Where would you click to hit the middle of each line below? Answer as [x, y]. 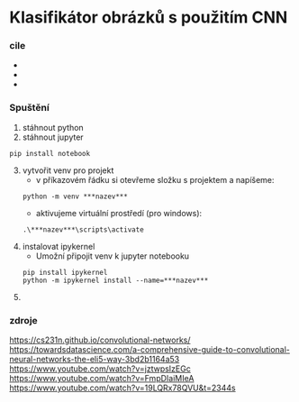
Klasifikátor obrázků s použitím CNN [149, 18]
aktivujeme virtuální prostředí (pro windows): [119, 213]
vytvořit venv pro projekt [68, 170]
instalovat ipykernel [59, 246]
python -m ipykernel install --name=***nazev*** [115, 280]
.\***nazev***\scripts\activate [83, 229]
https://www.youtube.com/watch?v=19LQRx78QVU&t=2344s [122, 388]
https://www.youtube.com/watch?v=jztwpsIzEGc [100, 369]
